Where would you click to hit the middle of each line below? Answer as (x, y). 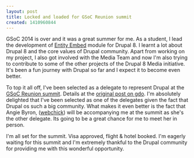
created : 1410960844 (31, 22)
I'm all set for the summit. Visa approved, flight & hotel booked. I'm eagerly (96, 136)
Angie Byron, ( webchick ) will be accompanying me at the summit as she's (95, 112)
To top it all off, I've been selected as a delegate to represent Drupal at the (95, 88)
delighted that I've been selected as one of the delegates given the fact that (97, 100)
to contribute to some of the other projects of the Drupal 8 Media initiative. (96, 64)
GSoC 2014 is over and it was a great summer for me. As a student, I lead (94, 39)
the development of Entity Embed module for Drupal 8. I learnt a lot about (94, 45)
